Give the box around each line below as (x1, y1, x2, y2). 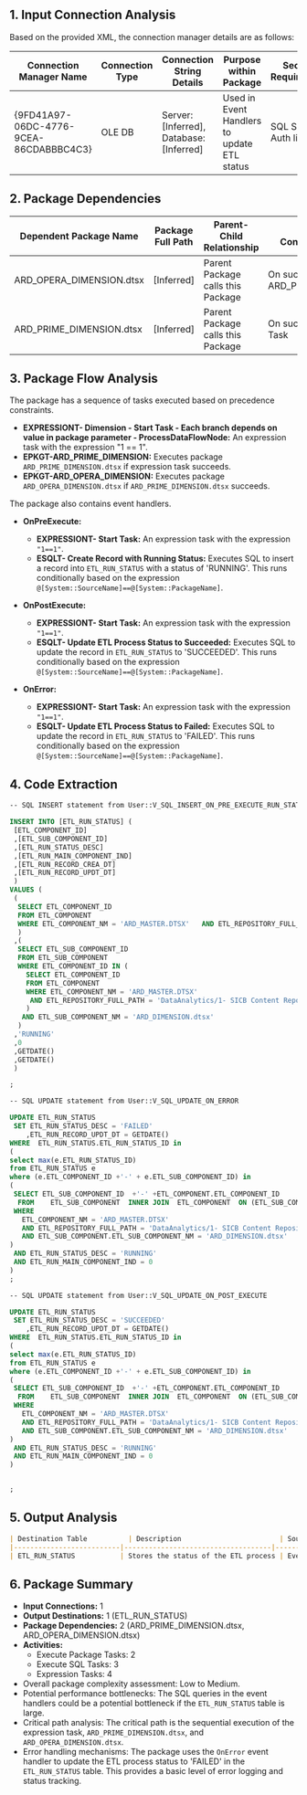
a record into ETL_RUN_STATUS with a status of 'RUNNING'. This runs (36, 563, 288, 574)
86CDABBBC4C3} (14, 143, 93, 155)
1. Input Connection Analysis (9, 7, 176, 23)
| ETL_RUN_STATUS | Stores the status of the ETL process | (9, 1551, 284, 1560)
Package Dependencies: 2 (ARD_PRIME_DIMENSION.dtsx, (22, 1621, 245, 1631)
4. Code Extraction (9, 776, 119, 792)
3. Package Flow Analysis (9, 371, 158, 386)
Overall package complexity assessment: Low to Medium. (22, 1678, 240, 1689)
